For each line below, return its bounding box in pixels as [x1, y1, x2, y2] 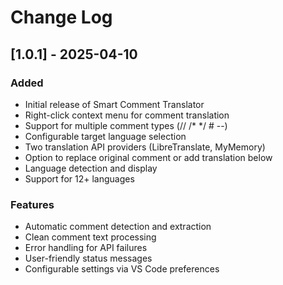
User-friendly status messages [24, 252, 153, 265]
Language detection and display [24, 162, 158, 174]
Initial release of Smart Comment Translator [24, 98, 205, 110]
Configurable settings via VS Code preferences [24, 263, 220, 275]
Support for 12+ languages [24, 172, 135, 185]
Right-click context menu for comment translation [24, 109, 230, 121]
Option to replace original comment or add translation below [24, 151, 273, 163]
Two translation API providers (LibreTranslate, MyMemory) [24, 141, 266, 153]
